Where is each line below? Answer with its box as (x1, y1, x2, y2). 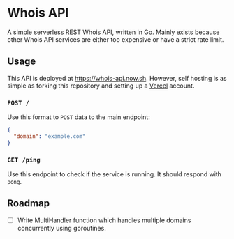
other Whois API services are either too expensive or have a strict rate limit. (7, 35, 224, 43)
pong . (7, 177, 22, 185)
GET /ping (7, 155, 41, 164)
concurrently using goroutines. (17, 224, 106, 232)
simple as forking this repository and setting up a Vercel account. (7, 82, 195, 90)
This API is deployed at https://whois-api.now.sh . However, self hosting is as (7, 74, 227, 82)
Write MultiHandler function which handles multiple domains (17, 216, 191, 224)
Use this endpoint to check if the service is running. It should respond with (7, 169, 222, 178)
